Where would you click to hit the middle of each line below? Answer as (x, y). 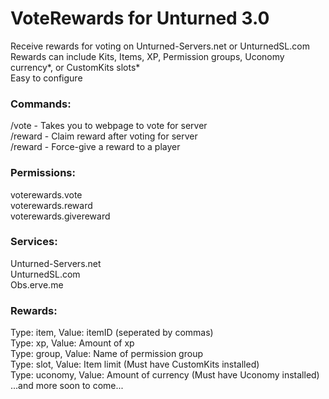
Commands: (41, 104)
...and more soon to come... (67, 386)
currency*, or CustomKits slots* (75, 67)
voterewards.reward (51, 205)
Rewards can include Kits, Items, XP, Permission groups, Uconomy (147, 56)
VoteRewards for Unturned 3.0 (140, 18)
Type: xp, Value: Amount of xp (72, 343)
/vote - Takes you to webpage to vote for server (109, 126)
